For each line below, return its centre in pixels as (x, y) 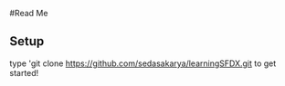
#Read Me (29, 13)
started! (24, 72)
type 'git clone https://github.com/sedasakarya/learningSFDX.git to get (143, 63)
